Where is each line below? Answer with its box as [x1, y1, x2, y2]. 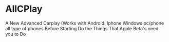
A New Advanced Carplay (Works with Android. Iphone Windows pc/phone [5, 20, 164, 26]
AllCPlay [5, 3, 43, 15]
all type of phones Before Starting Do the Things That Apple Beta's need [5, 25, 159, 31]
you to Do [5, 31, 26, 37]
